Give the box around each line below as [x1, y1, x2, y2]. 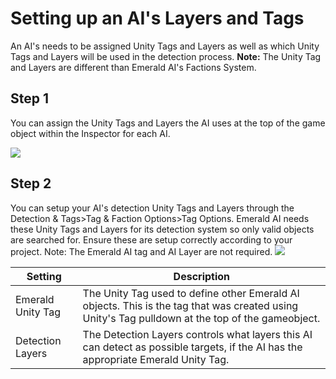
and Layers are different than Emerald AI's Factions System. [10, 61, 257, 73]
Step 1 [10, 90, 50, 107]
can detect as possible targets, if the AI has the [82, 340, 303, 354]
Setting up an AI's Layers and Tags [10, 7, 305, 30]
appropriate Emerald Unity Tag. [82, 352, 230, 366]
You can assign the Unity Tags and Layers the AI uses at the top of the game [10, 117, 326, 129]
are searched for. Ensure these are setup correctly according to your [10, 233, 293, 246]
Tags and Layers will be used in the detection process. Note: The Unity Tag [10, 50, 322, 62]
